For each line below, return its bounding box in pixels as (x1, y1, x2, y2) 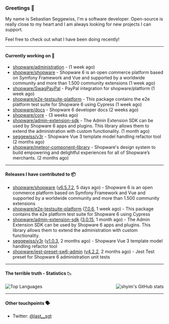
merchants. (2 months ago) (12, 154, 69, 160)
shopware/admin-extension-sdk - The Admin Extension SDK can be (12, 117, 153, 123)
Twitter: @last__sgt (12, 313, 52, 319)
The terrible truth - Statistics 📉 (5, 270, 72, 276)
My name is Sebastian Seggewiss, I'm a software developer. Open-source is (5, 16, 163, 22)
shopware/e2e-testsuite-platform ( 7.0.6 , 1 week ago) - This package (12, 206, 154, 212)
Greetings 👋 (5, 5, 35, 12)
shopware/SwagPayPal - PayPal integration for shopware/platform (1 (12, 85, 155, 91)
